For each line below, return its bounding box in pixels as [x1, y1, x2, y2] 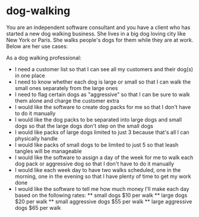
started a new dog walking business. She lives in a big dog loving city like [6, 30, 186, 37]
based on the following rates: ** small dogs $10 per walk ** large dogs [14, 192, 188, 199]
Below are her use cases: [6, 43, 68, 50]
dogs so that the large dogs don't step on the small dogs [14, 122, 153, 129]
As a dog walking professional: [6, 54, 81, 61]
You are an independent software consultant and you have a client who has [6, 24, 191, 31]
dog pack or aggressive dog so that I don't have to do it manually [14, 160, 174, 167]
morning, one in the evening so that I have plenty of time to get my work [14, 173, 191, 180]
